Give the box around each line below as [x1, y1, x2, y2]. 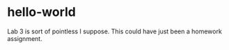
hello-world [7, 4, 77, 20]
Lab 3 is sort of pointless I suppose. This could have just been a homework [7, 27, 223, 35]
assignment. [7, 34, 43, 42]
